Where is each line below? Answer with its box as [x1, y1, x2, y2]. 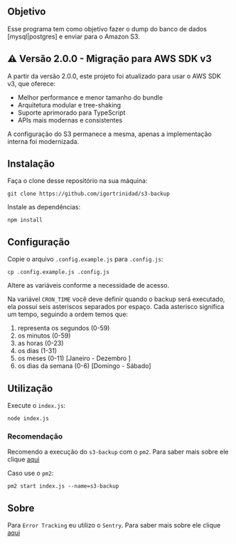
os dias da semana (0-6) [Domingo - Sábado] [17, 362, 151, 370]
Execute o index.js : [7, 402, 66, 410]
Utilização [7, 382, 53, 394]
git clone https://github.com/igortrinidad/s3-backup [7, 190, 171, 198]
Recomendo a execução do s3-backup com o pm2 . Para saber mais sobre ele [7, 448, 229, 456]
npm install [7, 216, 43, 224]
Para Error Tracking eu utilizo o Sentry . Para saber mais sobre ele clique [7, 521, 221, 530]
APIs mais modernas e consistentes [17, 115, 123, 124]
